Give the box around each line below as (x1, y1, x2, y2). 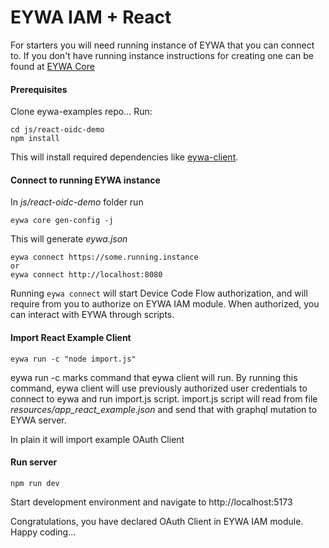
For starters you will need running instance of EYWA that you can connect (10, 39, 315, 51)
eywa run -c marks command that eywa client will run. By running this (10, 371, 298, 383)
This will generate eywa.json (10, 233, 128, 245)
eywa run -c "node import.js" (10, 354, 137, 364)
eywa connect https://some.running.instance (10, 252, 199, 263)
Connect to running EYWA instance (10, 174, 161, 186)
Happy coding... (10, 526, 77, 538)
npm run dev (10, 478, 60, 488)
